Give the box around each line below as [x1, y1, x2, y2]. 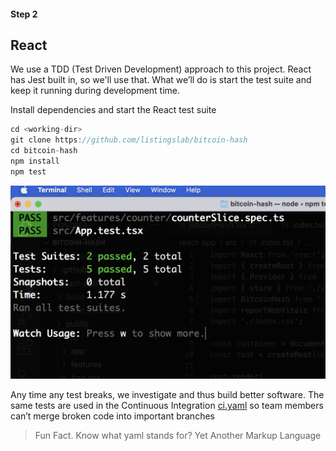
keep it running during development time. [10, 85, 181, 97]
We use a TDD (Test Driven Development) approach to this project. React [10, 63, 312, 75]
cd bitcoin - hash [10, 146, 78, 156]
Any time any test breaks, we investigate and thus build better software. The [10, 388, 325, 400]
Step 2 [10, 8, 38, 20]
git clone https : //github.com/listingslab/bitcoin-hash [10, 135, 248, 145]
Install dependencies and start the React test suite [10, 104, 217, 116]
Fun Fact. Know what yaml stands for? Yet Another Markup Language [34, 429, 322, 441]
